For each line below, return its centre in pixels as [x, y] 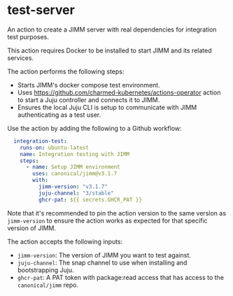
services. [20, 57]
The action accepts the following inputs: [65, 241]
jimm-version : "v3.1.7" [73, 187]
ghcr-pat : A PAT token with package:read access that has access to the [120, 277]
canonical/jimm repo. [48, 285]
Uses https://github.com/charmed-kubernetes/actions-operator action [119, 92]
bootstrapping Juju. [46, 270]
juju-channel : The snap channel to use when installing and [102, 262]
